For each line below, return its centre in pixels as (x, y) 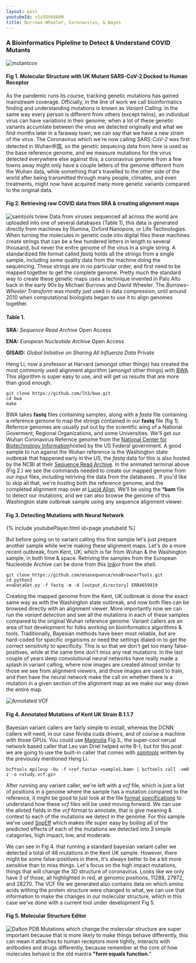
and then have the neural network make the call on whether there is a (90, 677)
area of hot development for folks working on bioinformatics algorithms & (94, 627)
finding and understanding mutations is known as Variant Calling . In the (92, 108)
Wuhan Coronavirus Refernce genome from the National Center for (87, 439)
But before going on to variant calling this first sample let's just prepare (91, 539)
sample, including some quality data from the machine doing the (83, 260)
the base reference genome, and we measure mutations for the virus (89, 152)
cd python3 (19, 580)
